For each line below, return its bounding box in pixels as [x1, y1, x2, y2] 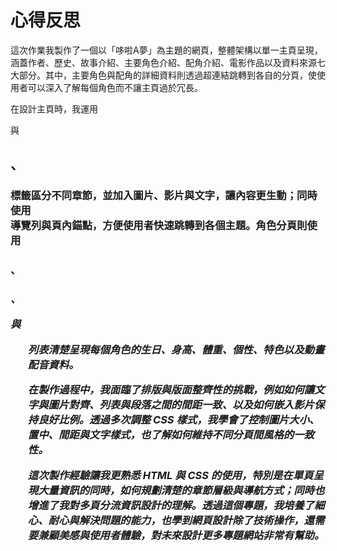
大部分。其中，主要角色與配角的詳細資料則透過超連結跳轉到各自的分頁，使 [10, 69, 317, 81]
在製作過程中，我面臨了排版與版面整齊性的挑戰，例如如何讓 [27, 383, 315, 397]
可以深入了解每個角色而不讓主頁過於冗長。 [27, 81, 203, 93]
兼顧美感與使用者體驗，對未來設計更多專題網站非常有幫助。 [38, 528, 325, 542]
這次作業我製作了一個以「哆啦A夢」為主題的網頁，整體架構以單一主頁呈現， [10, 44, 323, 56]
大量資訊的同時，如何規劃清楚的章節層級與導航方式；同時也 [38, 483, 325, 497]
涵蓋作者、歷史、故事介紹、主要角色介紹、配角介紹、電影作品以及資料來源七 [10, 56, 326, 68]
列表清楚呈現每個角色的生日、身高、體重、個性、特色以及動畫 [27, 342, 325, 356]
